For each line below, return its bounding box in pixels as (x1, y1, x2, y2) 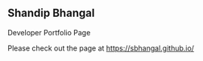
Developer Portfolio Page (7, 27, 91, 37)
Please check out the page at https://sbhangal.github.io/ (7, 43, 195, 53)
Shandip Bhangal (7, 6, 95, 20)
